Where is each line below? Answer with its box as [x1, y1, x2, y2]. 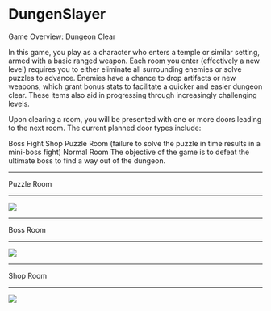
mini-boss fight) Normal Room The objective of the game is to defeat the [8, 147, 250, 157]
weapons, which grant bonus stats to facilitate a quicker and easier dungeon [8, 82, 263, 91]
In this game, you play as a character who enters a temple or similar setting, [8, 47, 261, 57]
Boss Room [8, 225, 47, 234]
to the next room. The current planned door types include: [8, 123, 202, 132]
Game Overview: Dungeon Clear [8, 32, 116, 41]
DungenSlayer [8, 5, 106, 23]
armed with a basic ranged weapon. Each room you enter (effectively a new [8, 56, 261, 65]
